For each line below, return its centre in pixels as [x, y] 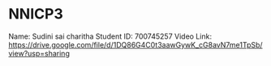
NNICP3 [36, 14]
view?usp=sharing [39, 53]
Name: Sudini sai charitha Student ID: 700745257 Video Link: [110, 36]
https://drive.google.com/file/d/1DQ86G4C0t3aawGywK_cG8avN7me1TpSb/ [135, 44]
